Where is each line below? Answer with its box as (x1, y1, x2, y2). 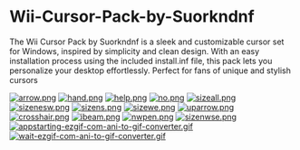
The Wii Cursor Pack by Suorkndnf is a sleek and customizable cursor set (9, 36, 285, 47)
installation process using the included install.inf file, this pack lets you (9, 55, 273, 66)
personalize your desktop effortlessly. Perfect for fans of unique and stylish (9, 65, 292, 76)
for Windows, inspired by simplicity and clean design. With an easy (9, 45, 260, 56)
